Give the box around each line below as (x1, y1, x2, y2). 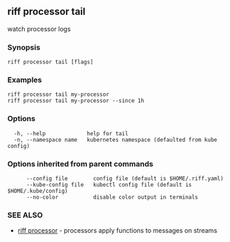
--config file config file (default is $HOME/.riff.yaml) (26, 175, 224, 182)
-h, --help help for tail (13, 130, 129, 137)
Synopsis (7, 42, 40, 52)
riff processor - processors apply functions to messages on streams (17, 226, 218, 235)
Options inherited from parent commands (7, 159, 154, 169)
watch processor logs (7, 24, 71, 33)
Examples (7, 75, 43, 85)
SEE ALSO (7, 210, 43, 220)
